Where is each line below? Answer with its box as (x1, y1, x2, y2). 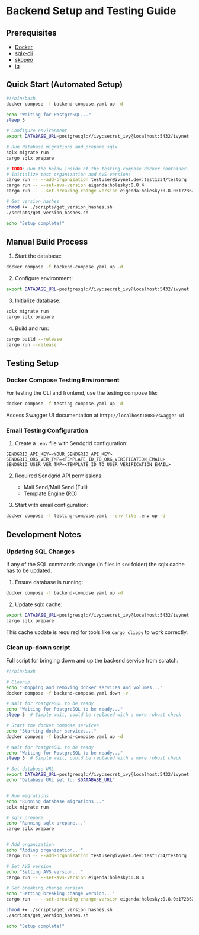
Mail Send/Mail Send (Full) (23, 484, 88, 491)
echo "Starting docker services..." (6, 728, 97, 734)
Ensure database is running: (14, 579, 84, 586)
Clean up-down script (6, 643, 70, 651)
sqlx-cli (14, 50, 33, 57)
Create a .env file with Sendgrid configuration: (14, 440, 128, 447)
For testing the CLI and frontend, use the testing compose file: (6, 389, 158, 397)
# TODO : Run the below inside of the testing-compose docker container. (6, 166, 190, 172)
